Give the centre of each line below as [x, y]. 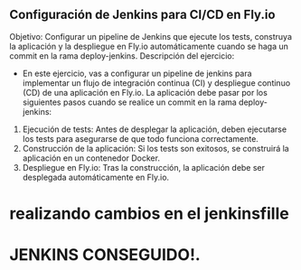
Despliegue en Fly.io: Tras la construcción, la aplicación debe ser [143, 167]
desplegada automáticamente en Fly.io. [96, 177]
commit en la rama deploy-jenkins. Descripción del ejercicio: [122, 56]
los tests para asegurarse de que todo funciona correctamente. [141, 138]
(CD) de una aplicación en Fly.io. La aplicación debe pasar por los [145, 92]
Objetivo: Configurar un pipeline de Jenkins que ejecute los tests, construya [150, 36]
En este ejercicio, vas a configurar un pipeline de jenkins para [137, 73]
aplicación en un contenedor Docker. [91, 158]
